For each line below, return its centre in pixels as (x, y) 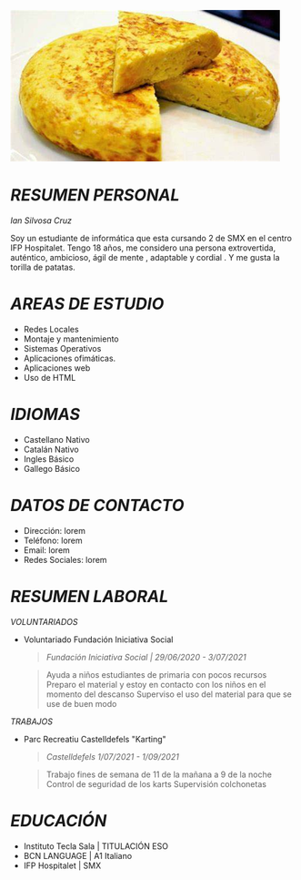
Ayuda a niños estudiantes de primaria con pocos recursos (156, 674)
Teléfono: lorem (53, 540)
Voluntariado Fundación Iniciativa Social (98, 640)
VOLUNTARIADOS (44, 621)
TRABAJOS (32, 721)
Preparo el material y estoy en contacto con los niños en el (156, 684)
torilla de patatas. (43, 267)
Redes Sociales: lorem (65, 559)
